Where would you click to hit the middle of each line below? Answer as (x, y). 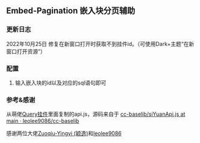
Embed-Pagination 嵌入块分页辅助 (71, 11)
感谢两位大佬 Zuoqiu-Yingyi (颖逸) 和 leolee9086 (64, 133)
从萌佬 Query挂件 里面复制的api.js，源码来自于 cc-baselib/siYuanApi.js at (96, 114)
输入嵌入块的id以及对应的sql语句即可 (61, 83)
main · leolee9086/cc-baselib (43, 121)
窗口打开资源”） (26, 51)
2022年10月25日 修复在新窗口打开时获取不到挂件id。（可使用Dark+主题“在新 (100, 43)
